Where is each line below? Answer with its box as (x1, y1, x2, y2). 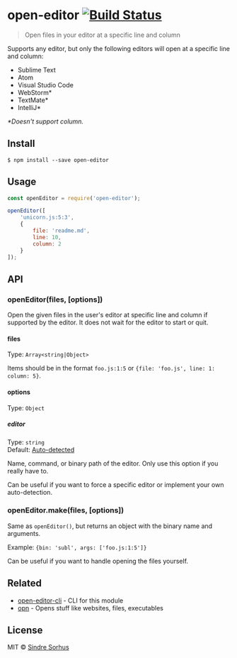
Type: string (7, 437, 45, 446)
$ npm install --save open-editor (7, 156, 110, 163)
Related (7, 577, 42, 589)
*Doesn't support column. (7, 117, 83, 126)
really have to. (7, 466, 49, 475)
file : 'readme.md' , (33, 227, 91, 234)
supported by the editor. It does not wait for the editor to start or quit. (7, 318, 209, 327)
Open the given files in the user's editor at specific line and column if (7, 311, 208, 319)
